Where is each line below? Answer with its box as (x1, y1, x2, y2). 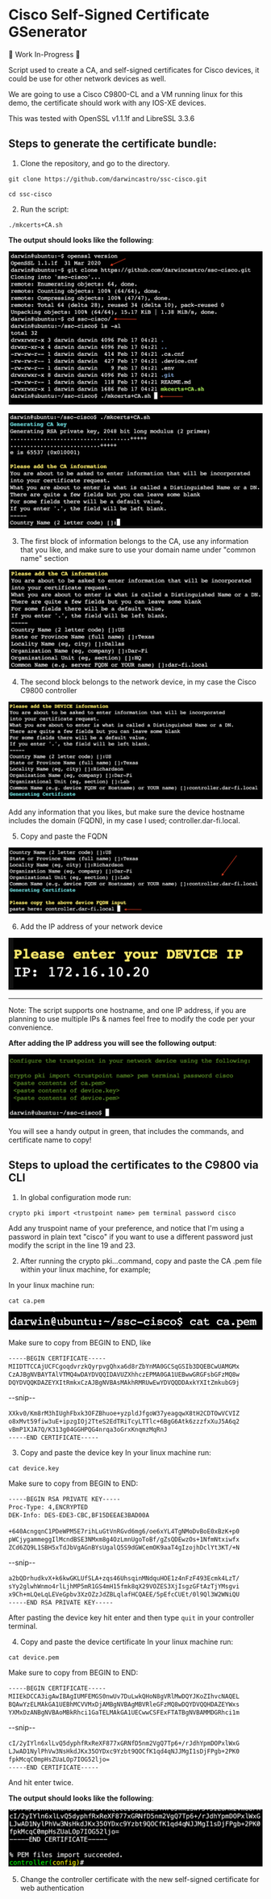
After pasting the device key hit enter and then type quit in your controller (8, 1612, 254, 1622)
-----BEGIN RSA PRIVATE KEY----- (8, 1495, 121, 1503)
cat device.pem (8, 1653, 60, 1662)
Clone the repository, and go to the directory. (19, 158, 170, 168)
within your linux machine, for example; (19, 1265, 152, 1274)
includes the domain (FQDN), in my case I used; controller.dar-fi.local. (8, 816, 240, 826)
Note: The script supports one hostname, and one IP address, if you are (8, 1005, 247, 1014)
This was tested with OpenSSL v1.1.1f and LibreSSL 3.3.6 (8, 113, 195, 123)
